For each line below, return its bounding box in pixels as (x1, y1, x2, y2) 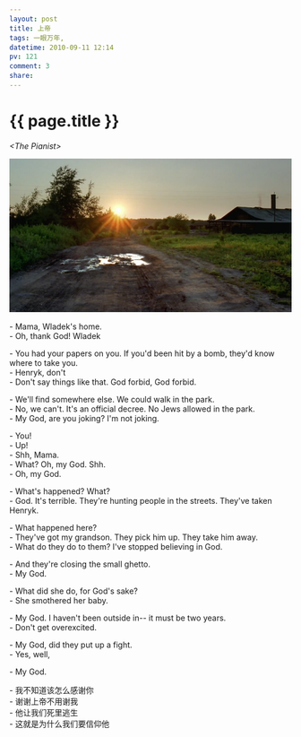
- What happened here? (9, 522, 98, 533)
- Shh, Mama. (9, 449, 60, 460)
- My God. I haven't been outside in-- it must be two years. (9, 612, 227, 623)
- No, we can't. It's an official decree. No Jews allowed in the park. (9, 403, 255, 414)
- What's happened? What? (9, 485, 110, 497)
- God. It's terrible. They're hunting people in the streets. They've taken (9, 495, 272, 506)
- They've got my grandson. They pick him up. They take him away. (9, 532, 258, 542)
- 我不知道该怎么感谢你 (9, 684, 94, 695)
